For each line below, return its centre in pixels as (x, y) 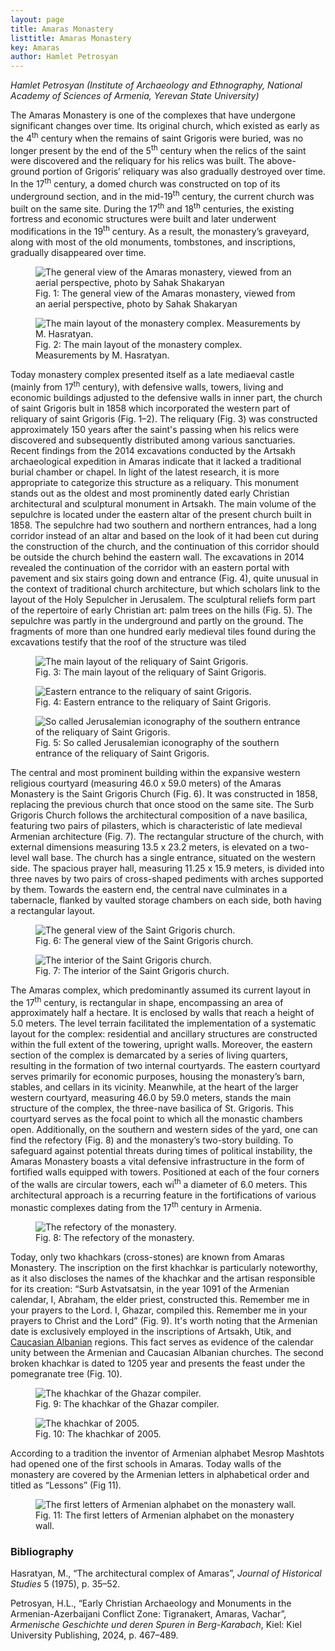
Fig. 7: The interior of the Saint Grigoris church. (132, 970)
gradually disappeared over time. (78, 253)
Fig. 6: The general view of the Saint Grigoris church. (144, 940)
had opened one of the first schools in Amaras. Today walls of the (146, 1463)
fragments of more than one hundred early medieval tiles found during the (163, 631)
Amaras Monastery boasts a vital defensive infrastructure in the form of (157, 1162)
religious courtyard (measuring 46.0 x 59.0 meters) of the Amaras (146, 783)
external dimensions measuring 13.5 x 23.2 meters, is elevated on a (149, 847)
